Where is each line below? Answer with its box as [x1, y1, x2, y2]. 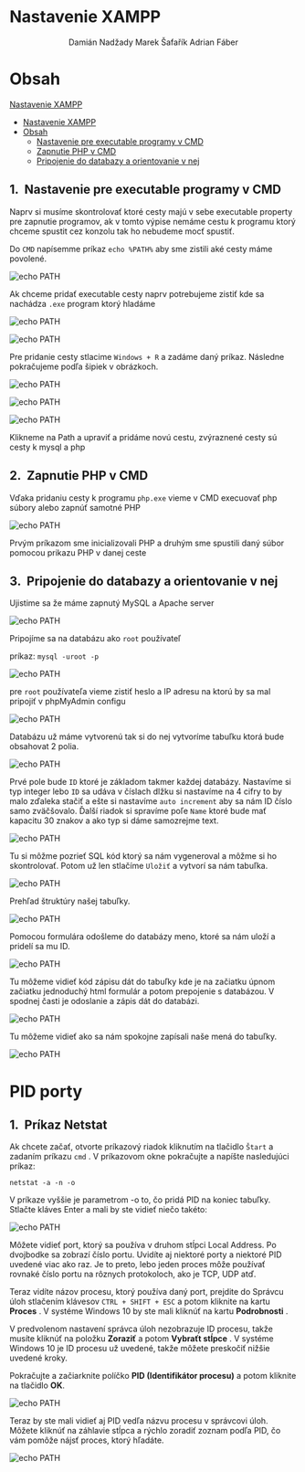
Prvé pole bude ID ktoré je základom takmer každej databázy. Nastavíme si [9, 777, 292, 788]
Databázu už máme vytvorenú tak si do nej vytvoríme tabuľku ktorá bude [9, 731, 285, 742]
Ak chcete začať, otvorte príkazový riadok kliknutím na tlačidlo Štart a [9, 1141, 274, 1152]
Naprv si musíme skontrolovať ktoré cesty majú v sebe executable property [9, 206, 293, 217]
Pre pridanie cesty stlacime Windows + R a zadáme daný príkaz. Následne [9, 351, 285, 362]
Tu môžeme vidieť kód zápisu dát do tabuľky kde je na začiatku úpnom [9, 976, 276, 988]
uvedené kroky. [9, 1352, 68, 1363]
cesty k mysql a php [9, 441, 86, 452]
